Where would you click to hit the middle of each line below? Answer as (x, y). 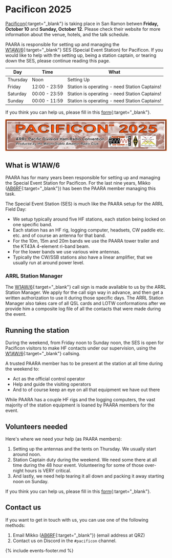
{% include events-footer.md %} (39, 550)
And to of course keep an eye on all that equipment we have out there (86, 390)
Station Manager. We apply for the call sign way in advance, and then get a (84, 292)
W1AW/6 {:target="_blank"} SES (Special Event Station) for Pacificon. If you (84, 50)
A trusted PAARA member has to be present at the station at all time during (84, 363)
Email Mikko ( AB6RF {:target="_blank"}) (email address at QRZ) (79, 535)
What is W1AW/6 (33, 165)
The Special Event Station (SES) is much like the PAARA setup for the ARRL (84, 204)
